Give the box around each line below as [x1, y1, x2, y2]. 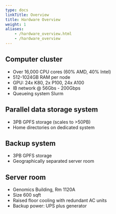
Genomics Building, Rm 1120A [12, 186, 76, 192]
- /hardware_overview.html [14, 31, 72, 36]
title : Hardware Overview [5, 17, 60, 22]
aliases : [5, 27, 24, 32]
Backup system [5, 139, 56, 147]
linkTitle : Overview [5, 12, 50, 17]
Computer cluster [5, 55, 63, 64]
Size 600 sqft [12, 192, 41, 198]
